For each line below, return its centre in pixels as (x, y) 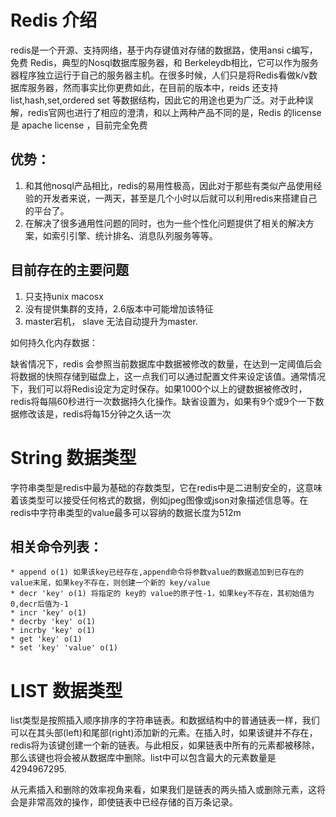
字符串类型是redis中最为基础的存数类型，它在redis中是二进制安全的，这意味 (166, 487)
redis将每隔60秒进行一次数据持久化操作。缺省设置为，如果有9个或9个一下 (163, 401)
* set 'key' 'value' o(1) (64, 648)
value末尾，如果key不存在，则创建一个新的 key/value (110, 583)
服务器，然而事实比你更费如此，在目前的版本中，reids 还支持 (153, 87)
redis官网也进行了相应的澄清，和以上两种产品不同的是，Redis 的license (174, 112)
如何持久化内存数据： (54, 342)
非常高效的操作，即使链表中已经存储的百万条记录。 (132, 802)
